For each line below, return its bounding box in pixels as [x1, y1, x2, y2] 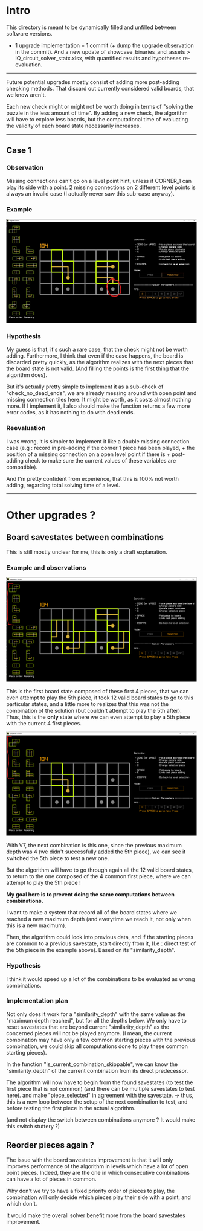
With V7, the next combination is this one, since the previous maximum [6, 842, 182, 849]
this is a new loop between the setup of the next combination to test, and [6, 1098, 188, 1105]
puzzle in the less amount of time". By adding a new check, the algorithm [6, 109, 188, 117]
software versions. [6, 30, 53, 37]
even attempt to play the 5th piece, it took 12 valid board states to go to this [6, 694, 194, 701]
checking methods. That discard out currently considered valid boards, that [6, 85, 195, 92]
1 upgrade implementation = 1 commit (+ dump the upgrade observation [14, 42, 195, 49]
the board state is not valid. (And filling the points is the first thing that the [6, 365, 189, 372]
